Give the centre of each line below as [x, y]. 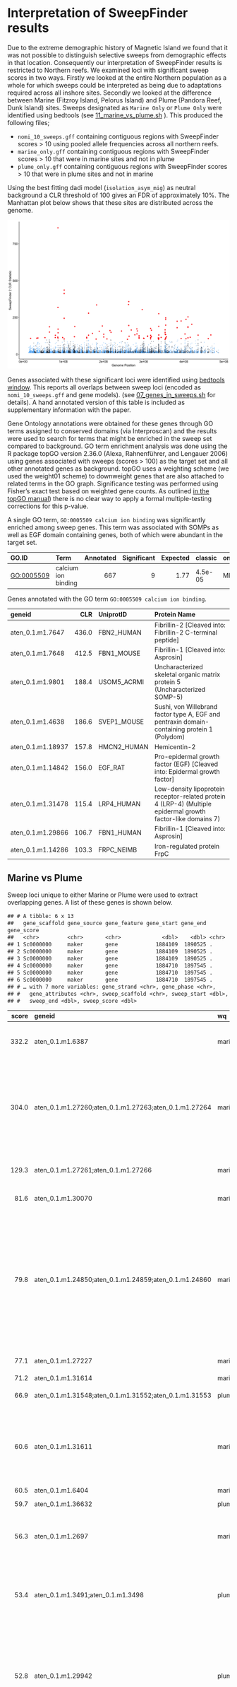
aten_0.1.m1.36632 [63, 1504]
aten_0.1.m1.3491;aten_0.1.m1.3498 [89, 1594]
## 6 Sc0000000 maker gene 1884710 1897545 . [110, 980]
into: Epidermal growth [187, 771]
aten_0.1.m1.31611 [63, 1447]
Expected [176, 558]
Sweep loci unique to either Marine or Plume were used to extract [103, 895]
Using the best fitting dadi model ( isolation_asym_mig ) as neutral [102, 187]
